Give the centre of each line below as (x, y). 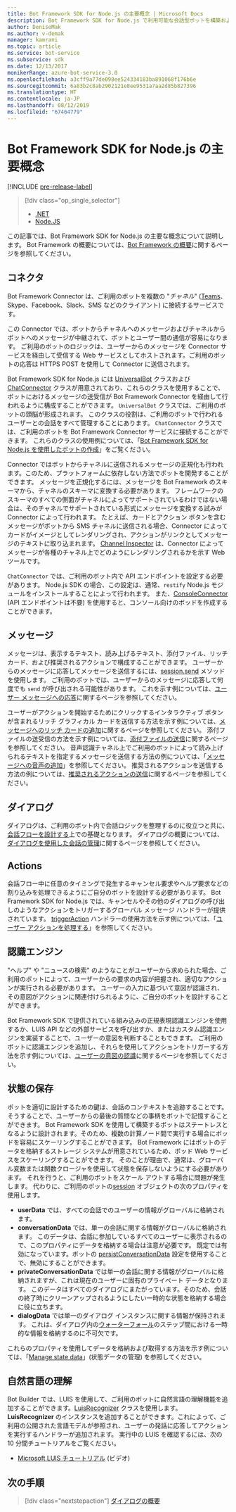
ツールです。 (26, 561)
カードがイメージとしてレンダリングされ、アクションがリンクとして (105, 534)
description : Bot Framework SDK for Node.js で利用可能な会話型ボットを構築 (114, 20)
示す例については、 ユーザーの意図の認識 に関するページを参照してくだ (120, 1055)
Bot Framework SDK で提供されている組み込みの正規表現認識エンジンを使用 (117, 1020)
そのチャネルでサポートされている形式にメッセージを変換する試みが (124, 508)
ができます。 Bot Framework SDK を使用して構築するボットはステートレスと (118, 1124)
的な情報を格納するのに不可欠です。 (70, 1333)
